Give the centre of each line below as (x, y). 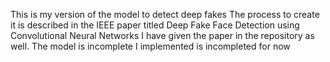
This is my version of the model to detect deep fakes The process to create (165, 14)
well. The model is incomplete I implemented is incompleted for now (150, 46)
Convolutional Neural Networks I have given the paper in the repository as (162, 35)
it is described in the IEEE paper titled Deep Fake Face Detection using (155, 25)
